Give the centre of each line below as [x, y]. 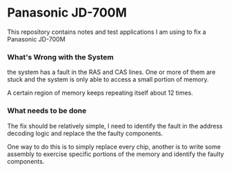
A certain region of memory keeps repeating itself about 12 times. [100, 93]
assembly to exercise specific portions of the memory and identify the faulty [115, 154]
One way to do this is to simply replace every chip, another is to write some [114, 146]
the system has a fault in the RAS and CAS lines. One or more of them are [111, 72]
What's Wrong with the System [60, 57]
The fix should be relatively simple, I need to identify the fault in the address [115, 126]
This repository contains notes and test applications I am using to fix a [107, 32]
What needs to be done [47, 111]
